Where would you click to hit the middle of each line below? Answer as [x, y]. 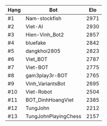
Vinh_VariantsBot [45, 84]
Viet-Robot [39, 92]
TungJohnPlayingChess [53, 116]
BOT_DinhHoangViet [50, 100]
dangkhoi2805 [43, 51]
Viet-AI [34, 26]
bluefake [36, 43]
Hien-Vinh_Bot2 [45, 35]
